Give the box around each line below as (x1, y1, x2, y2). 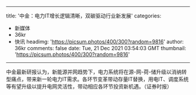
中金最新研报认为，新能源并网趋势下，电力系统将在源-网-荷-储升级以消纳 (6, 68, 182, 75)
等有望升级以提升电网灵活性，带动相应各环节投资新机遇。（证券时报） (6, 83, 172, 90)
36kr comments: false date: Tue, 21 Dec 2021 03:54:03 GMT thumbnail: (14, 45, 187, 51)
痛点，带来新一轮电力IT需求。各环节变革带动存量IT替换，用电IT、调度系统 (10, 76, 189, 82)
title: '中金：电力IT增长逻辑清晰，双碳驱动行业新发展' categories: (6, 12, 162, 19)
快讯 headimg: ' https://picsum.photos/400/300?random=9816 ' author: (14, 38, 184, 45)
